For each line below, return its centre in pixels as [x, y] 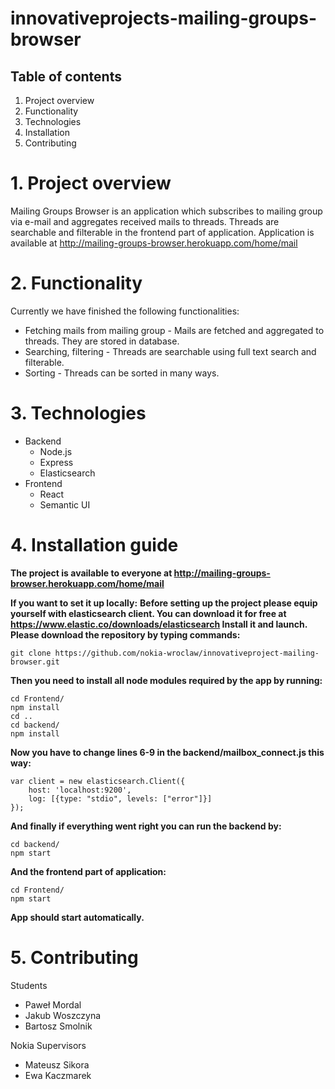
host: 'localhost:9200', [80, 790]
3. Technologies [78, 413]
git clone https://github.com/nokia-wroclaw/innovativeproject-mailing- [165, 653]
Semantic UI [65, 504]
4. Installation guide [94, 545]
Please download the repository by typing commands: [125, 634]
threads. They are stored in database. [102, 341]
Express [56, 462]
